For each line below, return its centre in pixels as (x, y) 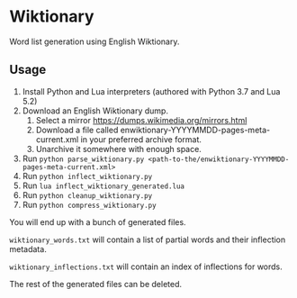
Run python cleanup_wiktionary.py (87, 194)
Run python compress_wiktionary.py (89, 204)
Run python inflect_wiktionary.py (87, 176)
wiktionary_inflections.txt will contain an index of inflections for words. (146, 266)
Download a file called (77, 130)
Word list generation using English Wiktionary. (94, 41)
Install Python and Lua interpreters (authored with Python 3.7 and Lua (151, 91)
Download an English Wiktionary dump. (95, 111)
